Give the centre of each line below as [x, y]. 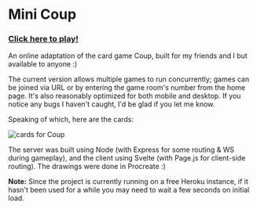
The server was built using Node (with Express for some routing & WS [121, 150]
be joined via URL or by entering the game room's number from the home [127, 88]
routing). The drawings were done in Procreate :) [87, 167]
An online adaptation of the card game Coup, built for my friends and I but [128, 56]
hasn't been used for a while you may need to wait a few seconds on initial [129, 190]
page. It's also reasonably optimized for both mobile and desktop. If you [125, 96]
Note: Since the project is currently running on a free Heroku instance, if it [128, 182]
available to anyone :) [43, 64]
